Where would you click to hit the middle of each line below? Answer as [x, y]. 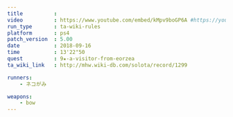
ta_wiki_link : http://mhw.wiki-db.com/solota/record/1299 [97, 65]
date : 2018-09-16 [49, 46]
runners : [20, 78]
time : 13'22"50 [46, 53]
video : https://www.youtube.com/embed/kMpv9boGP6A [97, 20]
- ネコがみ [33, 84]
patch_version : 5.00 [40, 39]
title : [32, 13]
